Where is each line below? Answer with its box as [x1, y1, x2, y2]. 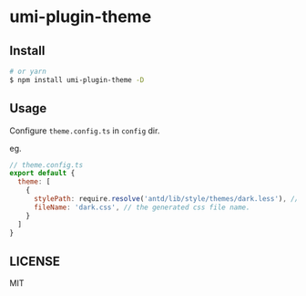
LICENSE [9, 253, 61, 269]
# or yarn [9, 67, 47, 76]
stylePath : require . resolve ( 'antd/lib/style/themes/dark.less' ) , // [33, 195, 300, 204]
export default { [9, 169, 76, 178]
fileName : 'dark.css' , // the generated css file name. [33, 203, 250, 212]
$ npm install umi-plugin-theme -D [9, 75, 145, 84]
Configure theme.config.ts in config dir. [9, 125, 160, 136]
